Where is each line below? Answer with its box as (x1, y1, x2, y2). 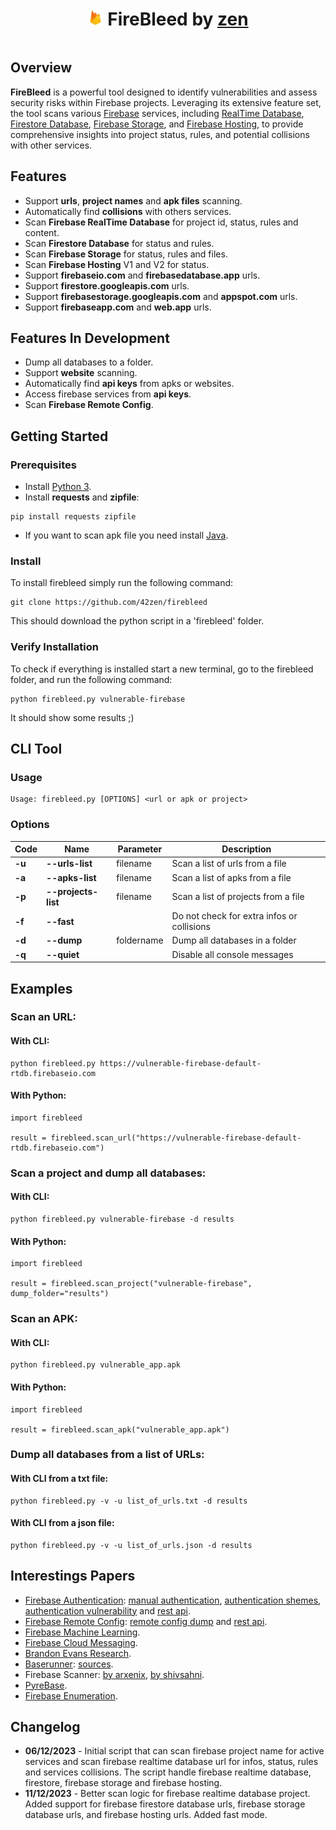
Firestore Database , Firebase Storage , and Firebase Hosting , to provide (10, 118, 304, 130)
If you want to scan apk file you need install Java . (24, 529, 229, 542)
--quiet (46, 948, 80, 960)
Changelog (10, 1719, 81, 1736)
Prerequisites (10, 458, 77, 472)
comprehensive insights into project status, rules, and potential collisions (10, 128, 310, 140)
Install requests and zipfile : (24, 491, 140, 503)
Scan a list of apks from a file (171, 871, 292, 883)
